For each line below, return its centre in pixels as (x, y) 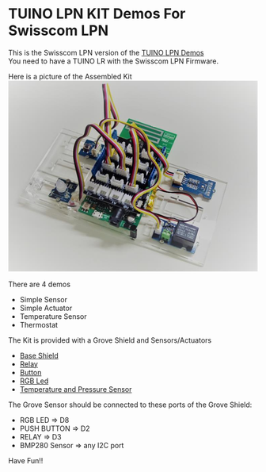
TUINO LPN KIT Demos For (97, 14)
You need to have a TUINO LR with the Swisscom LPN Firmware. (114, 61)
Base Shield (39, 355)
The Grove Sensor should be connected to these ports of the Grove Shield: (130, 405)
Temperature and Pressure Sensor (76, 389)
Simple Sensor (43, 299)
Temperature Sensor (53, 316)
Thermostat (38, 324)
